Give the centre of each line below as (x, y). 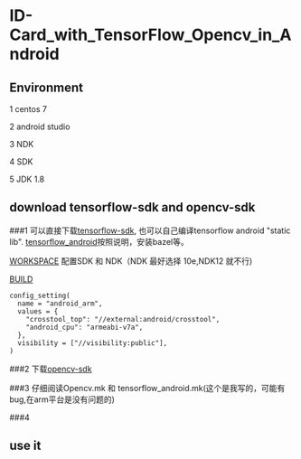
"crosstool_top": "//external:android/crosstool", (123, 319)
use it (25, 446)
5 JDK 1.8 (27, 179)
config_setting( (40, 295)
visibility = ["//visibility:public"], (93, 343)
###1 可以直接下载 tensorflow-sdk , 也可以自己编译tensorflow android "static (150, 230)
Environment (47, 87)
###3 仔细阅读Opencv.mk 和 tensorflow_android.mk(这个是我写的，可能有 (147, 388)
